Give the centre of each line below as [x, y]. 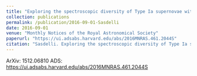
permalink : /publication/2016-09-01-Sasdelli [62, 22]
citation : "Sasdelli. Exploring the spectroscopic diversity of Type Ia [97, 44]
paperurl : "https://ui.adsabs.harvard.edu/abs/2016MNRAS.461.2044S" [91, 39]
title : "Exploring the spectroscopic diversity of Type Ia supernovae [94, 11]
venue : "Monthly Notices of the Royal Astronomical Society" [82, 33]
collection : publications [38, 17]
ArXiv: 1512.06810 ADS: [34, 61]
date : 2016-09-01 [27, 28]
